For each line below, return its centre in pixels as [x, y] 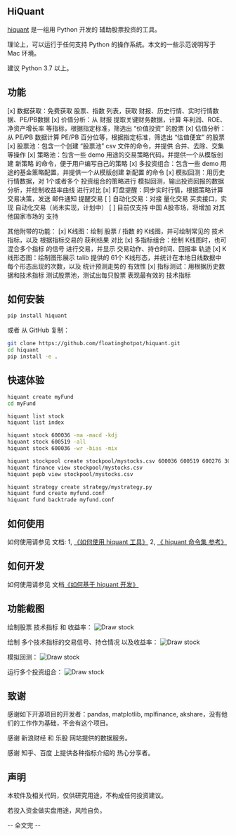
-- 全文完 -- [24, 825]
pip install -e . [33, 357]
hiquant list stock [36, 416]
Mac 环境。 [24, 53]
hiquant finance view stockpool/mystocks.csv [75, 468]
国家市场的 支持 [35, 216]
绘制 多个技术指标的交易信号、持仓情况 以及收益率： [83, 642]
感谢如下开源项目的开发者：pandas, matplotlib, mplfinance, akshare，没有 [114, 714]
